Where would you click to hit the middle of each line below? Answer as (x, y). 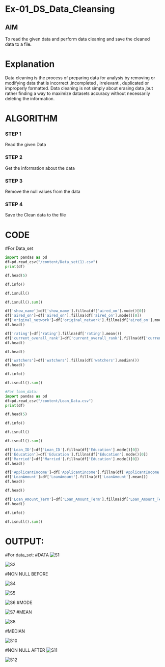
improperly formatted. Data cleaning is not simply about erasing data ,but (79, 88)
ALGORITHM (31, 119)
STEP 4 (14, 204)
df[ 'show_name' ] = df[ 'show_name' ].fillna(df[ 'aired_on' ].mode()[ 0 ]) (76, 311)
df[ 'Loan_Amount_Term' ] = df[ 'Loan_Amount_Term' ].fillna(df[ (67, 499)
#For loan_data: (22, 392)
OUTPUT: (25, 541)
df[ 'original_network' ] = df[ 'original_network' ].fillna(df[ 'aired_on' (78, 320)
